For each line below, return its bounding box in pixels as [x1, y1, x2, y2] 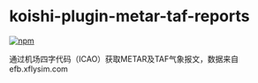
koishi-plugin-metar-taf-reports [9, 6, 250, 26]
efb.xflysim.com [9, 64, 69, 74]
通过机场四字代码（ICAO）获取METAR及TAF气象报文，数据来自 [9, 53, 239, 64]
